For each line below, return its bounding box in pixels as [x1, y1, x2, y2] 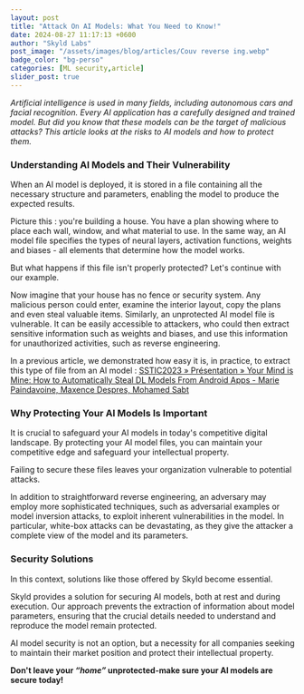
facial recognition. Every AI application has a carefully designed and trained [10, 106, 295, 118]
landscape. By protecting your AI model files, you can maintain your [10, 437, 263, 448]
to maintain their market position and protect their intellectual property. [10, 647, 274, 658]
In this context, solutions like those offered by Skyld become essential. [10, 573, 273, 584]
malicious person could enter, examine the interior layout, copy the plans [10, 299, 281, 310]
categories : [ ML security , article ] [10, 64, 145, 73]
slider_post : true [10, 73, 80, 82]
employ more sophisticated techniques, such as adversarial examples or [10, 501, 280, 513]
